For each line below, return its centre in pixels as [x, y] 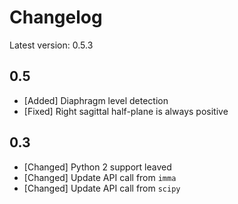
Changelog [56, 17]
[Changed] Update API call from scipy [102, 188]
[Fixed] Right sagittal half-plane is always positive [126, 111]
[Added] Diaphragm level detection [96, 100]
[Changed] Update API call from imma [100, 177]
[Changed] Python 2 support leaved [97, 167]
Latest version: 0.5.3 [51, 45]
